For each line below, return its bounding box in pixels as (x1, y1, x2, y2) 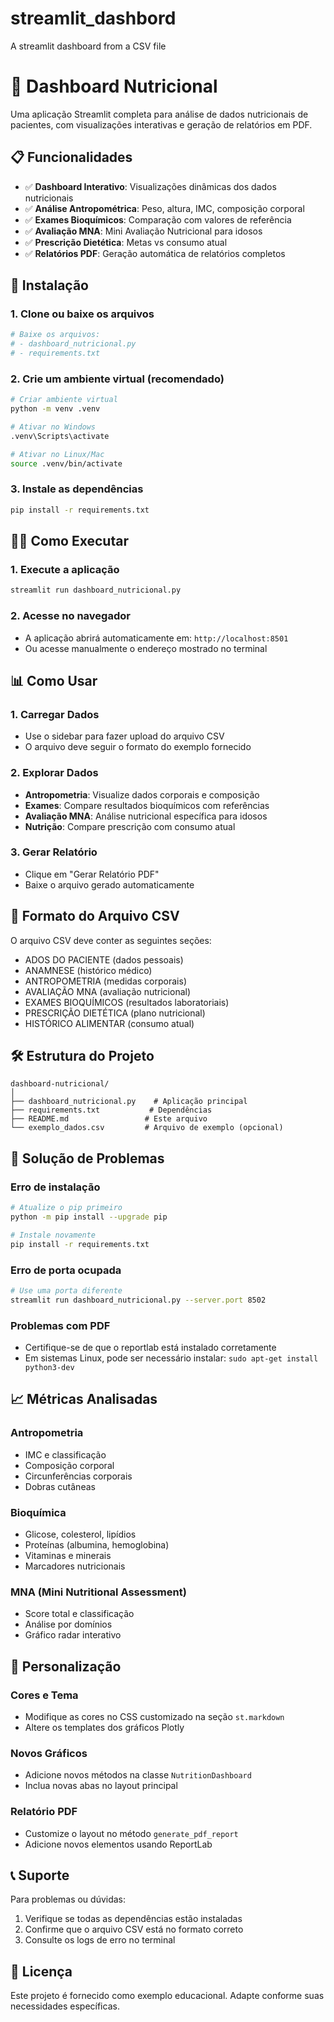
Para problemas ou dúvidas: (10, 1893, 127, 1906)
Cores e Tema (10, 1688, 79, 1702)
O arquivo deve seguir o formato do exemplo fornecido (24, 741, 252, 753)
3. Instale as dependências (10, 482, 144, 496)
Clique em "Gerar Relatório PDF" (24, 868, 160, 880)
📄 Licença (10, 1963, 73, 1980)
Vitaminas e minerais (24, 1550, 112, 1561)
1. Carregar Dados (10, 707, 100, 721)
